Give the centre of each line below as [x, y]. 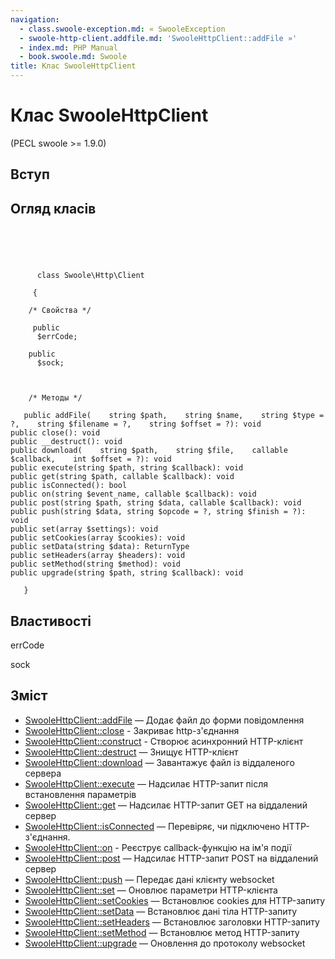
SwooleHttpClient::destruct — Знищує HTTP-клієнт [131, 752]
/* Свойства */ [60, 311]
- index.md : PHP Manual [68, 47]
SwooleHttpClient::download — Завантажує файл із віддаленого [159, 762]
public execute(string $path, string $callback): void [127, 468]
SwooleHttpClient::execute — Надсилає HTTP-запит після [146, 783]
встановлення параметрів [80, 794]
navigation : [35, 19]
